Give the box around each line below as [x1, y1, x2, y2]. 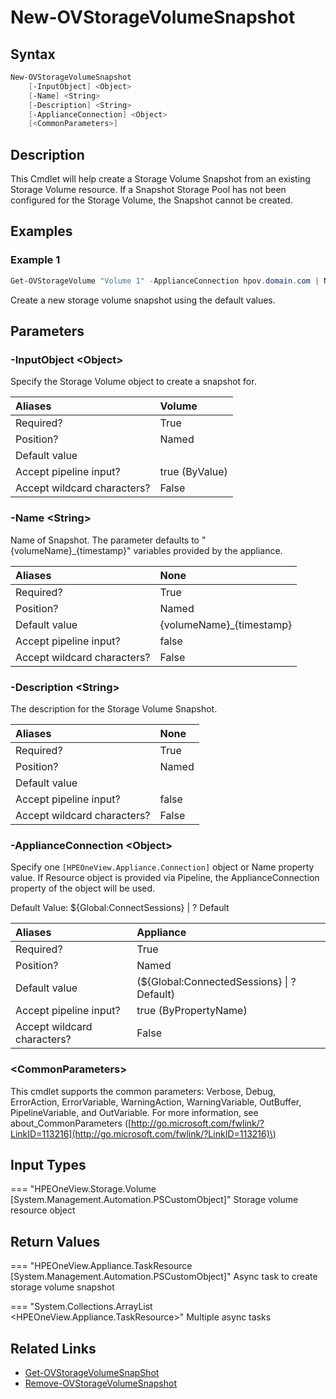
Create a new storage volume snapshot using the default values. [10, 294, 276, 306]
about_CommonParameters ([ [10, 1117, 132, 1129]
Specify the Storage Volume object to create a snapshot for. [10, 376, 257, 388]
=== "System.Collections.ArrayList [10, 1301, 153, 1313]
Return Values [10, 1233, 101, 1250]
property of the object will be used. [10, 882, 156, 895]
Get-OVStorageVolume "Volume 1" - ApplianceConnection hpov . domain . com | [10, 276, 320, 286]
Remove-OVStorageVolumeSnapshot [24, 1377, 177, 1389]
